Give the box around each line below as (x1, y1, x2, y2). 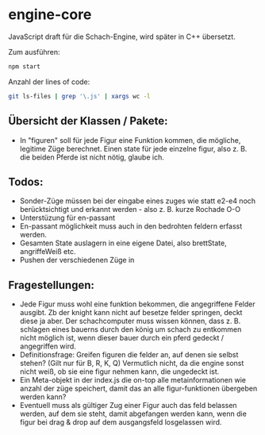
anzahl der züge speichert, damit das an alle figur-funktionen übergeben (19, 383, 258, 394)
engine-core (8, 6, 92, 24)
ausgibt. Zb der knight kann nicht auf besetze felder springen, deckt (19, 308, 243, 318)
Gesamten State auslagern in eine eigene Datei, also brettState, (19, 238, 228, 248)
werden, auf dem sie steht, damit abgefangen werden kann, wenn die (19, 409, 248, 418)
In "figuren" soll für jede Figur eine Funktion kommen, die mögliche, (19, 135, 241, 144)
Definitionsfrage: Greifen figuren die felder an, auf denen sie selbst (19, 350, 239, 360)
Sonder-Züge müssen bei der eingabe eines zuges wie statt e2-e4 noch (19, 196, 256, 206)
